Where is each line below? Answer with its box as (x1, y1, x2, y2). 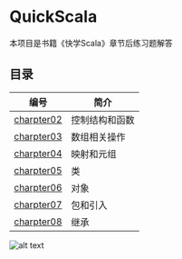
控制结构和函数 (71, 114, 135, 126)
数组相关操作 (71, 130, 126, 143)
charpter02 (14, 113, 62, 125)
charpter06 (14, 181, 62, 194)
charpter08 (14, 215, 62, 228)
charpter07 (14, 198, 62, 211)
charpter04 (14, 147, 62, 160)
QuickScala (9, 6, 98, 27)
